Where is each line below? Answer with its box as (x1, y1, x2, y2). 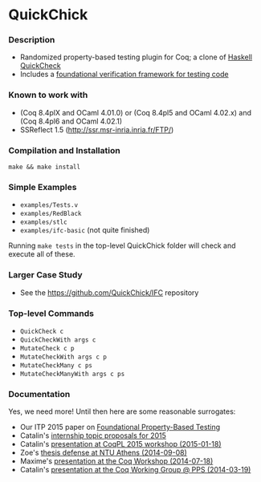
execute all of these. (8, 249, 75, 259)
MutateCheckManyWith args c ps (19, 370, 125, 378)
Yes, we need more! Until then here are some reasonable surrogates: (8, 407, 236, 416)
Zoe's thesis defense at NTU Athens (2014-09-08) (19, 448, 187, 458)
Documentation (8, 388, 71, 399)
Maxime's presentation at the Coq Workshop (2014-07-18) (19, 456, 214, 466)
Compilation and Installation (8, 144, 120, 156)
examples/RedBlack (19, 210, 82, 218)
